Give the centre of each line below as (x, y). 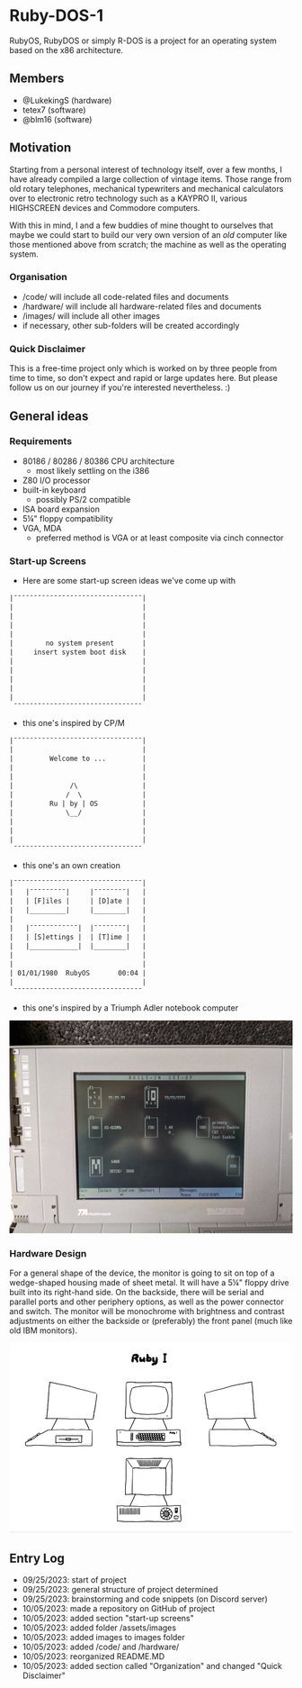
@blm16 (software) (57, 119)
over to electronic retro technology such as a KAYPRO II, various (129, 198)
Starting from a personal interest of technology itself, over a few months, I (146, 169)
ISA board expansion (61, 509)
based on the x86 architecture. (67, 50)
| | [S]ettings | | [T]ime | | (78, 938)
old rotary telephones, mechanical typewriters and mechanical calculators (147, 188)
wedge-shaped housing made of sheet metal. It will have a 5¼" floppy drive (149, 1283)
